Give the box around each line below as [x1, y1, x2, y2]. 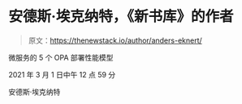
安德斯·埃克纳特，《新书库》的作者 [8, 7, 234, 26]
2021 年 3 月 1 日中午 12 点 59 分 [8, 69, 116, 79]
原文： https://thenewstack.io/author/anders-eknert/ [28, 35, 203, 45]
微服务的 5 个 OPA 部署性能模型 [8, 52, 114, 62]
